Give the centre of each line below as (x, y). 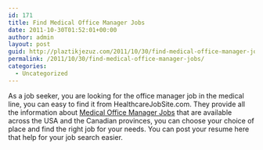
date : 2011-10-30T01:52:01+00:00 (63, 30)
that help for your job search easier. (66, 137)
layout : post (29, 45)
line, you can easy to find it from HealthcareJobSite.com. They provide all (126, 104)
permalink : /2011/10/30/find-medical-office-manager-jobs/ (106, 59)
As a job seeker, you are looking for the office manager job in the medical (126, 95)
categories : (27, 66)
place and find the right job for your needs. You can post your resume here (129, 129)
